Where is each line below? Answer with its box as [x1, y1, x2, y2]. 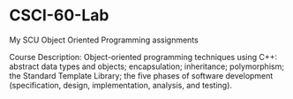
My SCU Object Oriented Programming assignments [9, 34, 199, 45]
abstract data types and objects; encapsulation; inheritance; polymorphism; [9, 61, 285, 72]
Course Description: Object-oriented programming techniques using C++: [9, 51, 278, 62]
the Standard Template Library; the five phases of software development [9, 70, 274, 80]
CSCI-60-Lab [9, 5, 109, 26]
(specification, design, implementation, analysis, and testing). [9, 80, 232, 90]
